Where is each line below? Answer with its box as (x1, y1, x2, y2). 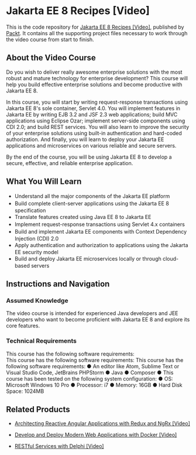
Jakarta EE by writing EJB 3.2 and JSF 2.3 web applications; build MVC (6, 111, 178, 118)
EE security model (14, 248, 59, 255)
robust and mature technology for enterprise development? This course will (6, 74, 188, 81)
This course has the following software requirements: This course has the (6, 356, 184, 364)
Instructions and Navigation (6, 279, 110, 289)
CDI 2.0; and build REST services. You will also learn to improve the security (6, 123, 190, 130)
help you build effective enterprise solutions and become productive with (6, 81, 183, 88)
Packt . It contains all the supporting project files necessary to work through (6, 29, 188, 36)
